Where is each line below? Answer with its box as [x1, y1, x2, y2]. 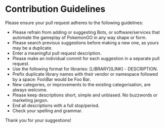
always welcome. [12, 87, 48, 93]
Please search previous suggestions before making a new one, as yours [12, 39, 159, 45]
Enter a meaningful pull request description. [12, 50, 102, 56]
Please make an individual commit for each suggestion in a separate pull [12, 55, 160, 61]
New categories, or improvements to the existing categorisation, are [12, 81, 151, 87]
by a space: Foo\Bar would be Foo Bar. [12, 76, 91, 82]
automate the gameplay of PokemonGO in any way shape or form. [12, 34, 147, 40]
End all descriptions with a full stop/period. [12, 102, 100, 108]
